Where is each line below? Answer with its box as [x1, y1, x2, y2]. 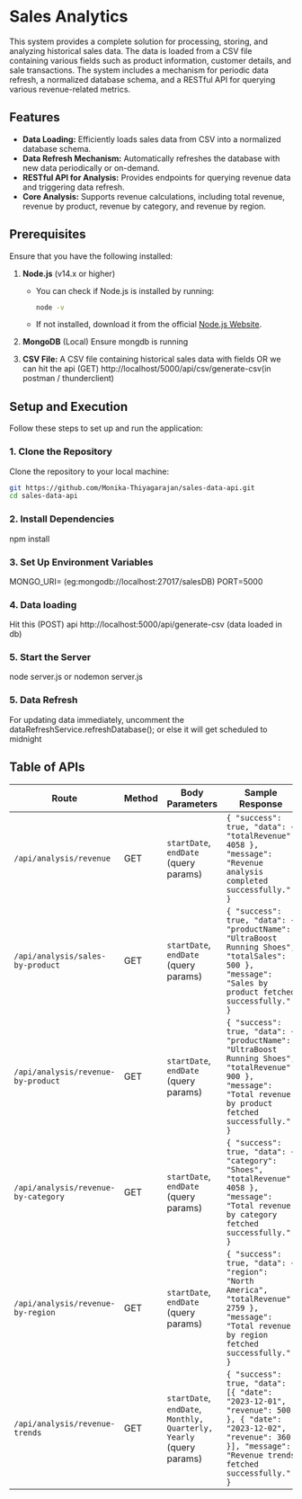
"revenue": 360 [226, 1432, 291, 1442]
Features [9, 110, 60, 125]
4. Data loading [9, 598, 77, 611]
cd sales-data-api [9, 492, 78, 501]
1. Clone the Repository [9, 445, 112, 458]
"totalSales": [226, 950, 287, 961]
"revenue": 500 [226, 1405, 291, 1415]
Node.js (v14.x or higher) [22, 268, 115, 279]
